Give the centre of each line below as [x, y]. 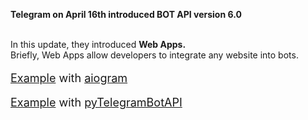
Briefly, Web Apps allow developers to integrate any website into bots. [154, 55]
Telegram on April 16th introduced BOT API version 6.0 [126, 14]
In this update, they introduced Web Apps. [98, 44]
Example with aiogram [69, 78]
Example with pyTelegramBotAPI [96, 102]
